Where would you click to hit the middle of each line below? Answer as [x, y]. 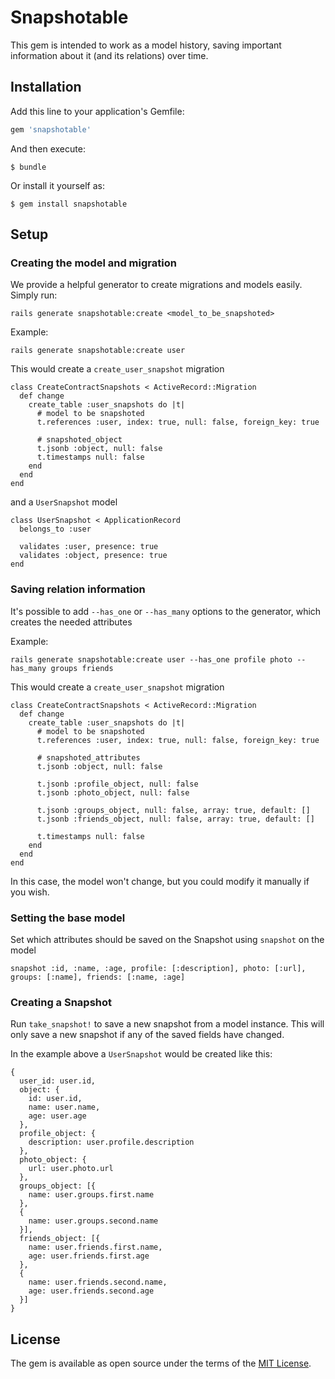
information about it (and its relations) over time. [109, 55]
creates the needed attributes [71, 622]
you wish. [30, 892]
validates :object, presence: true [93, 556]
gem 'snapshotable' [51, 129]
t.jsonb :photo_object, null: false [113, 792]
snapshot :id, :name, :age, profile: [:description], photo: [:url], [158, 968]
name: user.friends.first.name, [95, 1247]
